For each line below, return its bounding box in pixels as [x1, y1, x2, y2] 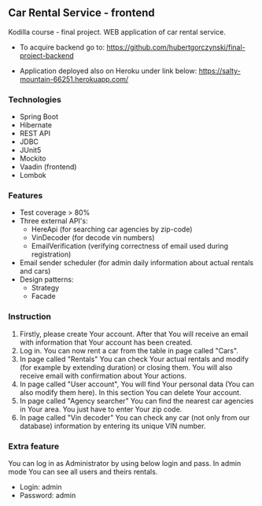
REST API [19, 129, 51, 139]
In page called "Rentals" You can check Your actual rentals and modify [19, 354, 249, 364]
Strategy [31, 283, 60, 293]
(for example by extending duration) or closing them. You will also [19, 362, 233, 372]
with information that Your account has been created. [19, 338, 193, 347]
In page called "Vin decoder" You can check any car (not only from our [19, 412, 250, 422]
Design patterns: [19, 275, 74, 284]
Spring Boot [19, 112, 59, 121]
